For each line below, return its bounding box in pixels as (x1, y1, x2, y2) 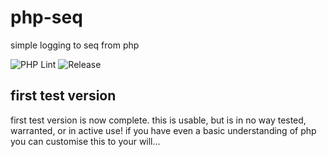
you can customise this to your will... (10, 135, 161, 147)
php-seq (10, 6, 83, 29)
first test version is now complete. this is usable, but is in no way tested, (10, 114, 307, 126)
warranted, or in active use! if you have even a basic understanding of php (10, 124, 317, 136)
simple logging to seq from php (10, 39, 140, 51)
